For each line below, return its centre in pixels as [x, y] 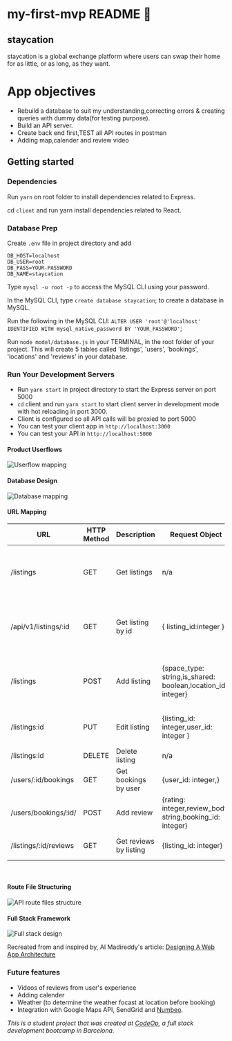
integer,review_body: [196, 808]
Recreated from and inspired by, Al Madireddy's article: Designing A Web [111, 947]
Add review [135, 813]
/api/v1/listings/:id [40, 626]
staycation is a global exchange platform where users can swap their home [114, 56]
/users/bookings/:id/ [44, 813]
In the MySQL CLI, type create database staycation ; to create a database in [116, 300]
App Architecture [31, 954]
